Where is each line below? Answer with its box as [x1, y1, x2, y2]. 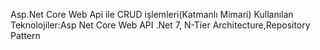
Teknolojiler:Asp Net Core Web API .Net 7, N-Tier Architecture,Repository [10, 19, 311, 31]
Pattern [10, 30, 41, 41]
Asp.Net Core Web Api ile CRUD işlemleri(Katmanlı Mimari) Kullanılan [10, 9, 294, 20]
